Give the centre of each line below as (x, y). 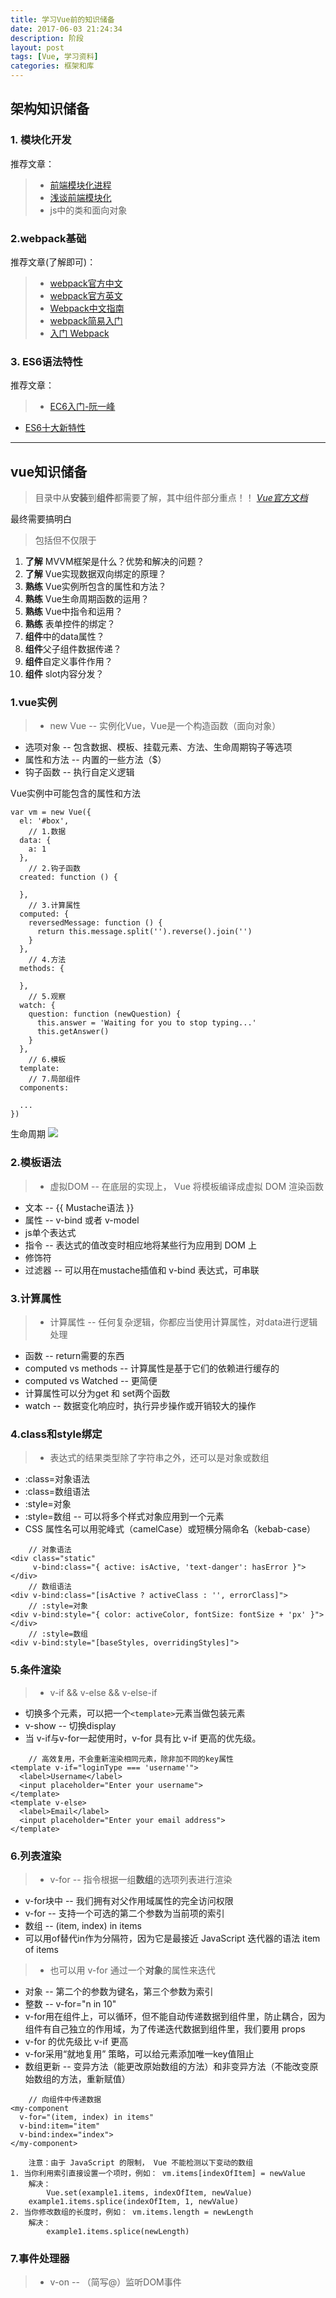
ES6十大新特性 (55, 428)
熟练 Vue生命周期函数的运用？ (87, 599)
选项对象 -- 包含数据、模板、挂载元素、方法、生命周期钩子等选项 (158, 747)
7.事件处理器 (40, 2258)
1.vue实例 (34, 703)
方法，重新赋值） (95, 2078)
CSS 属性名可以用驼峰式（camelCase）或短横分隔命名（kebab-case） (170, 1529)
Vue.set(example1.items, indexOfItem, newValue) (149, 2192)
